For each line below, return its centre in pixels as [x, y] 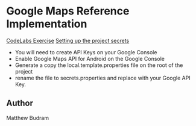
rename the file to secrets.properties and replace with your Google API [103, 78]
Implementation [47, 24]
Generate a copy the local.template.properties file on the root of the [99, 65]
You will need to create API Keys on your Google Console [86, 52]
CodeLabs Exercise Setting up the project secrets [68, 40]
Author [20, 103]
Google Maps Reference [68, 11]
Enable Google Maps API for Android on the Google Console [90, 58]
